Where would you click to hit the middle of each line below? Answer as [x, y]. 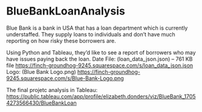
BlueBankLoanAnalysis [66, 11]
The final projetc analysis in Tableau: [52, 90]
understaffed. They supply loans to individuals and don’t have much [91, 34]
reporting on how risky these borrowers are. [61, 41]
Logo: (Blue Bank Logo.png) [41, 71]
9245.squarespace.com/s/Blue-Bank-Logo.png [65, 78]
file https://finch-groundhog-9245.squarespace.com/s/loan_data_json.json [100, 65]
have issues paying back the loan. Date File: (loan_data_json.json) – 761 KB [99, 59]
